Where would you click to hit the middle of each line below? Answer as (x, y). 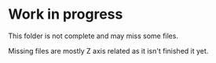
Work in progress (66, 14)
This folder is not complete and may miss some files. (93, 36)
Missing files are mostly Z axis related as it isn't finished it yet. (108, 51)
